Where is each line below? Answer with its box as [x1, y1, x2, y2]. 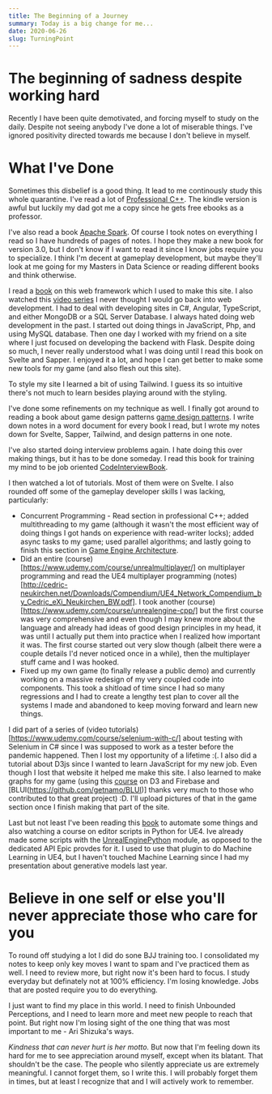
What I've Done [8, 159, 115, 177]
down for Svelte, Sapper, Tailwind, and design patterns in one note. [8, 429, 232, 439]
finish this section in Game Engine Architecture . [19, 545, 179, 555]
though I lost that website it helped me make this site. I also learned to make [8, 767, 261, 778]
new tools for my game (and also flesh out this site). [8, 364, 181, 374]
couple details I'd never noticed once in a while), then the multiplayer [19, 649, 251, 659]
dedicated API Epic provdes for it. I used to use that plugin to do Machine [8, 844, 253, 853]
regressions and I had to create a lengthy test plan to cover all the [19, 692, 240, 702]
